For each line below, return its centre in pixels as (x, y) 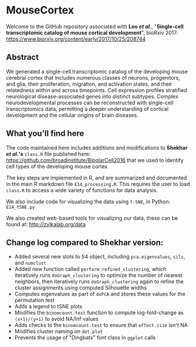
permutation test (35, 300)
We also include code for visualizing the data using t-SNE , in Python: (88, 201)
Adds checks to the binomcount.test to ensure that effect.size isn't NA (101, 325)
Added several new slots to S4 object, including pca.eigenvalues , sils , (100, 257)
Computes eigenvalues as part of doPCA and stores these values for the (100, 294)
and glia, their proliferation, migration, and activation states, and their (89, 84)
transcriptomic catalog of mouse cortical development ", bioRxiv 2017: (92, 32)
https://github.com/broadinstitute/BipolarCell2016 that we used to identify (95, 160)
